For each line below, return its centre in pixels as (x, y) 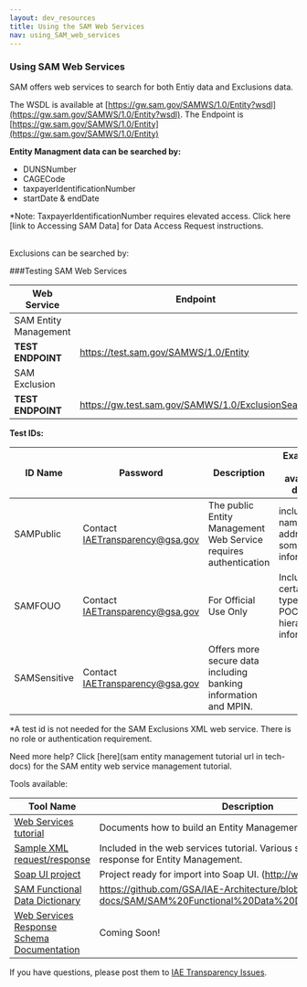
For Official (232, 600)
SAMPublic (38, 534)
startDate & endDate (61, 198)
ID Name (44, 472)
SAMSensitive (44, 677)
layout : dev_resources (53, 18)
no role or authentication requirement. (81, 738)
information (233, 695)
